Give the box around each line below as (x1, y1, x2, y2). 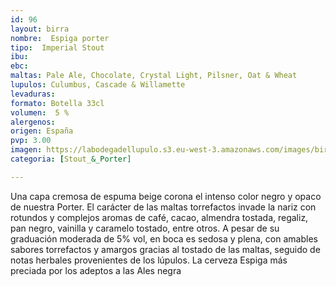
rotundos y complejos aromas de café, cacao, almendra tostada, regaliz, (10, 211, 309, 223)
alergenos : (10, 117, 56, 127)
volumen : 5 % (10, 107, 70, 118)
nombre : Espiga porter (10, 33, 110, 43)
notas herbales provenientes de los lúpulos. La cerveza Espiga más (10, 254, 288, 266)
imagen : (10, 145, 43, 155)
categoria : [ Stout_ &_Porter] (10, 154, 132, 164)
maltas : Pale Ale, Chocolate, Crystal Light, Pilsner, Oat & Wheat (10, 71, 298, 81)
